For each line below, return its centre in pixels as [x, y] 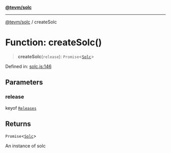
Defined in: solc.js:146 [28, 66]
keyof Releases [21, 108]
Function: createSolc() [53, 42]
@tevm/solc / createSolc [31, 22]
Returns [18, 124]
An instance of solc [25, 146]
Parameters [24, 83]
